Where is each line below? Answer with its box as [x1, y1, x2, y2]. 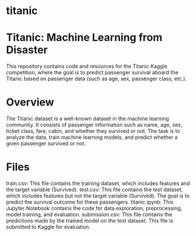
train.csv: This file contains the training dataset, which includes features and [6, 180, 190, 187]
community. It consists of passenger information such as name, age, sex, [6, 121, 183, 128]
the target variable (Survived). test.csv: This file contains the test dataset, [6, 186, 183, 193]
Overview [6, 95, 54, 109]
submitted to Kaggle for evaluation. [6, 224, 91, 230]
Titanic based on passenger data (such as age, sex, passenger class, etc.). [6, 75, 187, 83]
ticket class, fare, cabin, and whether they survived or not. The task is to [6, 128, 180, 135]
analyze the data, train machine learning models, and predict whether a [6, 134, 178, 141]
